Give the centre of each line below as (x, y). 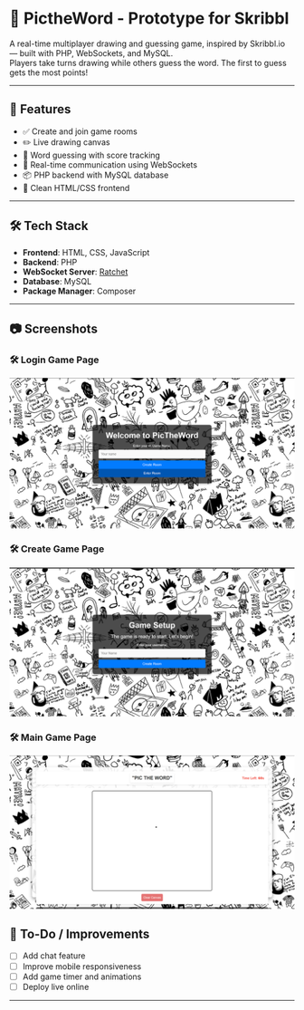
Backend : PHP (50, 262)
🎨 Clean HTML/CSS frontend (76, 188)
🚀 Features (40, 109)
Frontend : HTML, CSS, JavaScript (86, 252)
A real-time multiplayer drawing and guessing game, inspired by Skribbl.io (147, 43)
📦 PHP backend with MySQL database (95, 175)
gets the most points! (49, 72)
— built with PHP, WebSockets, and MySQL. (91, 53)
